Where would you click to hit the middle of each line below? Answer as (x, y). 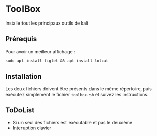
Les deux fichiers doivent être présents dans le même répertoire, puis (78, 89)
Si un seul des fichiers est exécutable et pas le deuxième (73, 123)
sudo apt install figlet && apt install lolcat (57, 61)
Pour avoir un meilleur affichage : (40, 51)
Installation (24, 76)
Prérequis (21, 39)
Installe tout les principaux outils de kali (47, 23)
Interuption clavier (32, 128)
